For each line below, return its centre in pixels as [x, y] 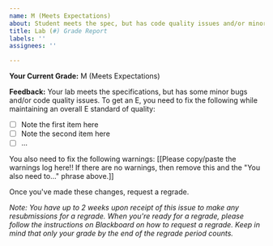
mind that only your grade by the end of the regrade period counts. [122, 233]
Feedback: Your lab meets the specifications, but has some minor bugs [128, 92]
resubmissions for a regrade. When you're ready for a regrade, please [127, 216]
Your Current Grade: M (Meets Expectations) [85, 76]
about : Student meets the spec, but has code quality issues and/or [127, 23]
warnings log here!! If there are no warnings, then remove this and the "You [135, 168]
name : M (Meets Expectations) [60, 16]
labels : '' [28, 38]
